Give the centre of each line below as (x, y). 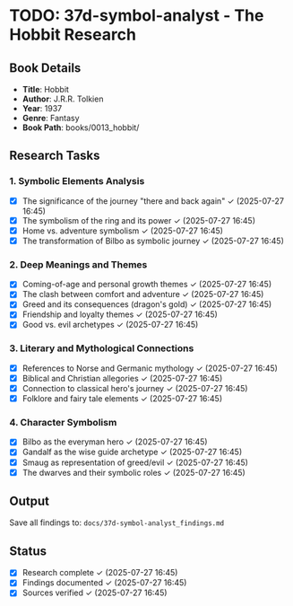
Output (29, 501)
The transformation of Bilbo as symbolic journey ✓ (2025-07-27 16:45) (153, 241)
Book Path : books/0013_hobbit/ (81, 127)
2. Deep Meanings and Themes (78, 264)
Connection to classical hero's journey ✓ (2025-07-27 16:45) (135, 388)
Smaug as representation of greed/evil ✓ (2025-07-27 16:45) (135, 462)
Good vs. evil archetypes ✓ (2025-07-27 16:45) (110, 325)
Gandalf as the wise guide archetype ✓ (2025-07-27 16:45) (132, 452)
